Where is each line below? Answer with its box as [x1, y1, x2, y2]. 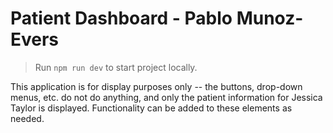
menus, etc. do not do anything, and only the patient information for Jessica [10, 91, 323, 103]
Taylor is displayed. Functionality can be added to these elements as [10, 102, 293, 114]
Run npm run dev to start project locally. [34, 61, 198, 73]
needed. [10, 112, 45, 124]
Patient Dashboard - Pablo [10, 7, 233, 30]
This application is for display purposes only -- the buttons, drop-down [10, 80, 303, 92]
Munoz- [236, 7, 304, 30]
